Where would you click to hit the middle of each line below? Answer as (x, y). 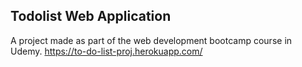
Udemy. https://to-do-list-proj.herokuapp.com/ (106, 51)
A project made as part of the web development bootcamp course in (151, 40)
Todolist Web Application (91, 16)
